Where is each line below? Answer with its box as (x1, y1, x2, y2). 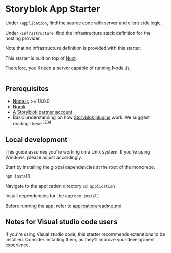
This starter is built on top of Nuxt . (5, 55, 77, 61)
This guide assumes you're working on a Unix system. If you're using (5, 149, 150, 155)
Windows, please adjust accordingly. (5, 154, 82, 161)
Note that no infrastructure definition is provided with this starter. (5, 45, 141, 51)
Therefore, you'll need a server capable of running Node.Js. (5, 65, 131, 71)
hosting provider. (5, 35, 41, 41)
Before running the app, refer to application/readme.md (5, 203, 122, 209)
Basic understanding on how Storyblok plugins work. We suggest (12, 114, 150, 120)
